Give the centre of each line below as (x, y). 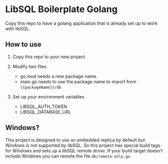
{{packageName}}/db (41, 87)
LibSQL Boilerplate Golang (61, 9)
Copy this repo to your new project (49, 57)
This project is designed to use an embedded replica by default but (75, 140)
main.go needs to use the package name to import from (78, 81)
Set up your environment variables (48, 96)
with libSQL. (18, 28)
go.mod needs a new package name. (59, 76)
